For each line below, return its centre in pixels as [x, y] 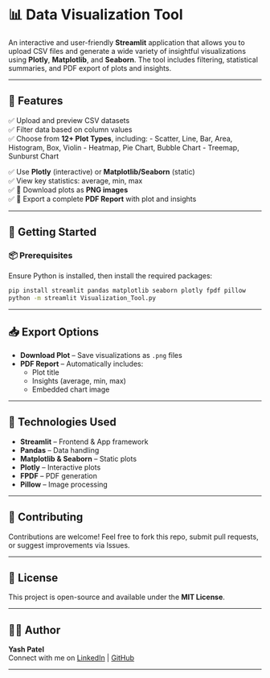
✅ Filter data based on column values [70, 129]
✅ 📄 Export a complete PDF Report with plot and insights [102, 199]
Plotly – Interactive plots [60, 467]
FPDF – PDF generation [59, 475]
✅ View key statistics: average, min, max [76, 180]
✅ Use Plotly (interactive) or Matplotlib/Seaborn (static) [102, 171]
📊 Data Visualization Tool [96, 15]
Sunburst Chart [33, 156]
